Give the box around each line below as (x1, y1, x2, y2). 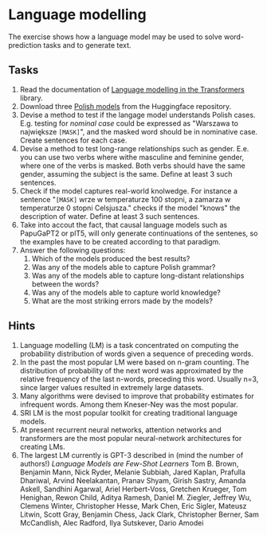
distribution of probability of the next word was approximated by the (19, 365, 244, 375)
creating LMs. (19, 442, 65, 451)
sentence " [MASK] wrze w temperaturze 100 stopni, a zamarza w (19, 194, 231, 204)
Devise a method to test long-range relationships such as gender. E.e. (19, 143, 249, 153)
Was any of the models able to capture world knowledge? (31, 287, 222, 297)
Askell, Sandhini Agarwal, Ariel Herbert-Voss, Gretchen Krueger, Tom (19, 484, 247, 494)
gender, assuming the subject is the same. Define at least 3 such (19, 169, 233, 178)
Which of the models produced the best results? (31, 253, 190, 264)
